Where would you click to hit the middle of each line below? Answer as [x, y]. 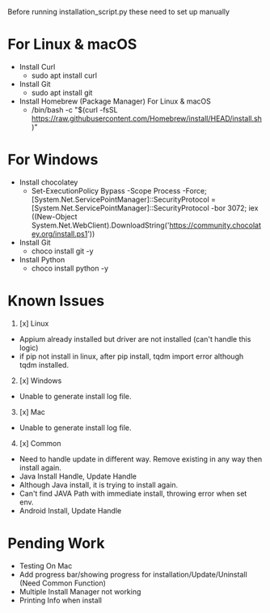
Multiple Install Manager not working [80, 591]
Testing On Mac [46, 565]
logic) [29, 347]
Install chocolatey [49, 182]
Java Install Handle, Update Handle [78, 476]
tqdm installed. [44, 364]
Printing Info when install [61, 600]
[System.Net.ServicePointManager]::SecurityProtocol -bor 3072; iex [145, 208]
